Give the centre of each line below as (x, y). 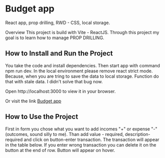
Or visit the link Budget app (33, 101)
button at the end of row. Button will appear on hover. (60, 150)
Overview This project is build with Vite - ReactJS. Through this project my (82, 32)
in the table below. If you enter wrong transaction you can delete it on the (81, 145)
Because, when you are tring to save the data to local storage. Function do (82, 76)
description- (137, 134)
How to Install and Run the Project (59, 53)
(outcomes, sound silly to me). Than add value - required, (65, 134)
